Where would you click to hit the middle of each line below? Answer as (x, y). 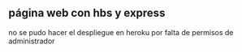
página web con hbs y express (87, 13)
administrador (32, 41)
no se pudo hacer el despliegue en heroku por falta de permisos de (121, 32)
